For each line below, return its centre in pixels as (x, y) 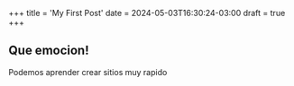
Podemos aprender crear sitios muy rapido (88, 72)
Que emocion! (49, 51)
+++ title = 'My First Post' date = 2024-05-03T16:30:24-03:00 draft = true (147, 13)
